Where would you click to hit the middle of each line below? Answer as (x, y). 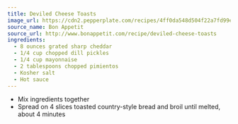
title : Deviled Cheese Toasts (52, 14)
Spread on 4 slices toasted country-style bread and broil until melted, (119, 107)
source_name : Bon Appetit (45, 27)
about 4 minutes (41, 114)
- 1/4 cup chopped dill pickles (62, 54)
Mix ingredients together (53, 99)
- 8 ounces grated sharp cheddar (63, 46)
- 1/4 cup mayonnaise (46, 60)
